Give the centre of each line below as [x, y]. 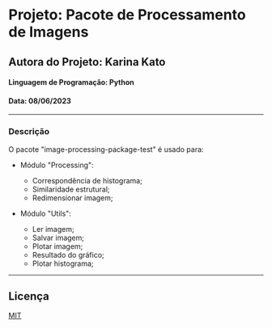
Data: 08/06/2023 [40, 101]
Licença [29, 296]
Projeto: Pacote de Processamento [127, 15]
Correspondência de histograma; [87, 180]
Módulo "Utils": [45, 213]
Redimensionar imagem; [72, 198]
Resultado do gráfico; [68, 254]
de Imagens [49, 32]
